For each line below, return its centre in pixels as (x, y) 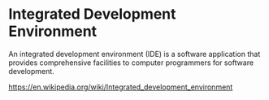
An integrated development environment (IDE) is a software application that (134, 54)
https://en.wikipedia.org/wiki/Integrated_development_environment (121, 87)
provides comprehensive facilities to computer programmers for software (131, 63)
